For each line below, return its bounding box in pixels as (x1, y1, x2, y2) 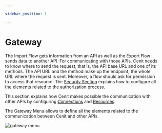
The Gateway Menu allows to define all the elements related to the (5, 108, 138, 114)
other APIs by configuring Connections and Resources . (5, 98, 116, 104)
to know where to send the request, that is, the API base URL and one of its (5, 63, 156, 69)
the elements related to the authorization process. (5, 84, 105, 90)
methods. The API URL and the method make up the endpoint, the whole (5, 68, 151, 74)
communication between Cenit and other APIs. (5, 113, 99, 119)
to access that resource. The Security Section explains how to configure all (5, 78, 156, 84)
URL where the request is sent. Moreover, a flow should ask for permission (5, 74, 155, 79)
